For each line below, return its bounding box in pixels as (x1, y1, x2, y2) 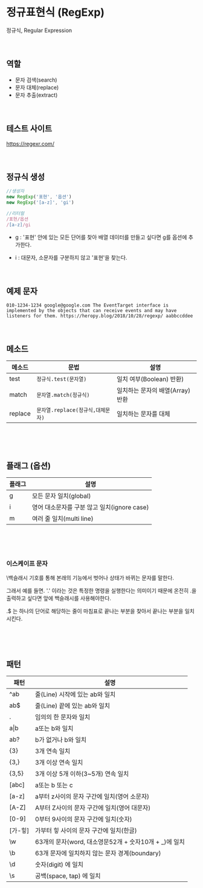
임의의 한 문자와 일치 (35, 713, 91, 722)
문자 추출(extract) (14, 91, 58, 99)
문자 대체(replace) (14, 83, 59, 91)
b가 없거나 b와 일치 (35, 736, 86, 744)
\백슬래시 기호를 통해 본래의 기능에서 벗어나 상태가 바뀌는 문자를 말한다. (6, 574, 174, 581)
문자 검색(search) (14, 76, 57, 83)
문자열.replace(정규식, (36, 406, 97, 414)
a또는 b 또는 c (35, 781, 74, 789)
